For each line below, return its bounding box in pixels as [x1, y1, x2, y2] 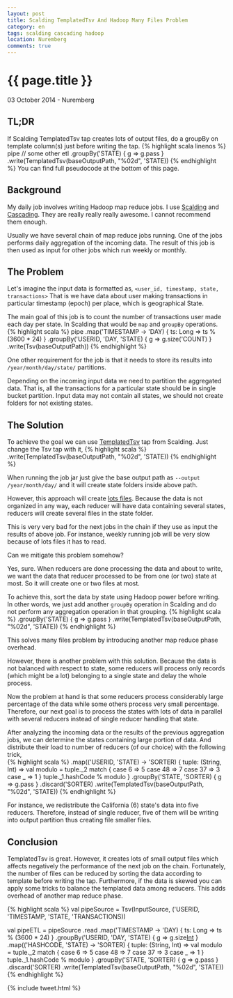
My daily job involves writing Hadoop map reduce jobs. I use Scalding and [7, 203, 219, 211]
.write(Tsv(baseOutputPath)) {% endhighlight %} [7, 342, 147, 351]
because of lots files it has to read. [7, 537, 106, 546]
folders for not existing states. [7, 399, 93, 408]
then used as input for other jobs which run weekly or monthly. [7, 245, 187, 254]
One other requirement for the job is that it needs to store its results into [7, 356, 213, 364]
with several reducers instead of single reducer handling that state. [7, 715, 200, 723]
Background [7, 184, 61, 196]
